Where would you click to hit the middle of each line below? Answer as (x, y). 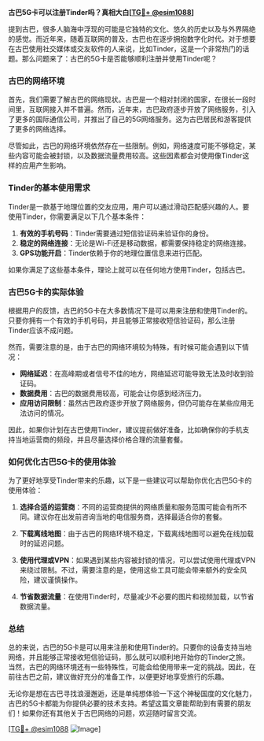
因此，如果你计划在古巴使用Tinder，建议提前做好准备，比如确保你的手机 (125, 429)
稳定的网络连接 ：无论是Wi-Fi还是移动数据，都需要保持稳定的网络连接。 (135, 243)
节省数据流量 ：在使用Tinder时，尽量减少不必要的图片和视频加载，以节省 (137, 597)
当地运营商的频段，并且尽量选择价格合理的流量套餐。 (101, 439)
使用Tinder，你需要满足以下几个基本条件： (77, 217)
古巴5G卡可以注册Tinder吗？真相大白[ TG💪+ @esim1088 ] (101, 12)
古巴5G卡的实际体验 (46, 292)
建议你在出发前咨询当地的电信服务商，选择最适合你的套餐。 (130, 517)
